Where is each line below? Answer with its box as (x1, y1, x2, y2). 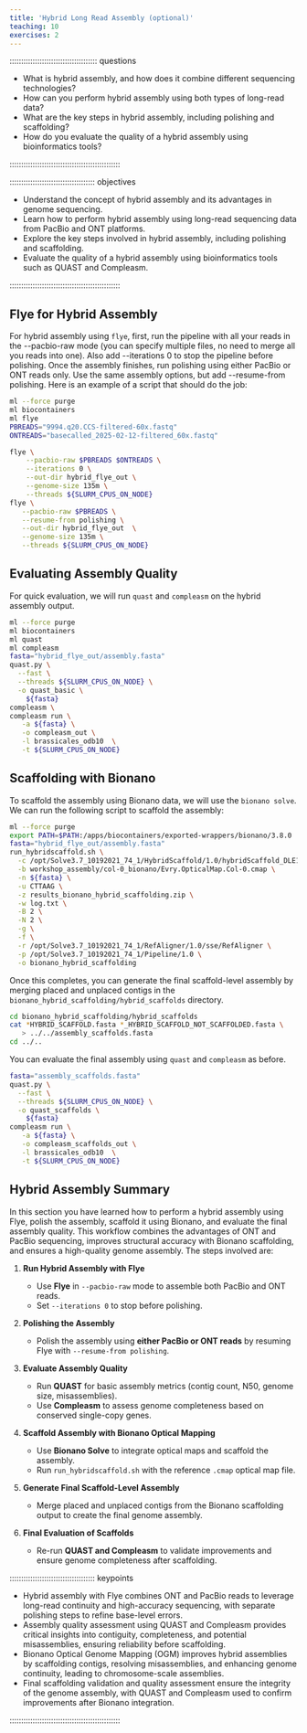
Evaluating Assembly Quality (9, 566, 178, 581)
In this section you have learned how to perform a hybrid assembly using (9, 1206, 284, 1217)
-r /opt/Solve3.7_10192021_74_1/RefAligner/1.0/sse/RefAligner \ (17, 941, 272, 951)
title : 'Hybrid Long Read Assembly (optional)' (9, 13, 195, 23)
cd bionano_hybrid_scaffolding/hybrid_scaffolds (9, 1012, 198, 1021)
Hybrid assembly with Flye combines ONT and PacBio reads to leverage (22, 1589, 294, 1600)
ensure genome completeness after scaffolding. (36, 1555, 217, 1566)
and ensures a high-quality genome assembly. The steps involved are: (9, 1245, 274, 1256)
